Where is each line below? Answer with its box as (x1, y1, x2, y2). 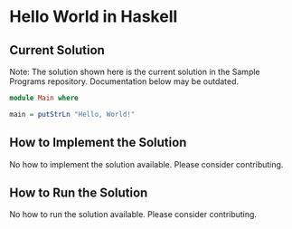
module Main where (9, 93, 79, 102)
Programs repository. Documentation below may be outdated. (9, 76, 240, 87)
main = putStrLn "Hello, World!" (9, 110, 136, 119)
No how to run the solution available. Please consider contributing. (9, 209, 258, 220)
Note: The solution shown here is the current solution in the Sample (9, 66, 260, 77)
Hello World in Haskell (9, 6, 178, 27)
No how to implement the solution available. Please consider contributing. (9, 158, 284, 169)
